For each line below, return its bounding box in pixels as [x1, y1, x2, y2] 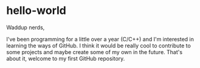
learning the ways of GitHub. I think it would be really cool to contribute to [6, 42, 191, 49]
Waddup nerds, [6, 24, 45, 31]
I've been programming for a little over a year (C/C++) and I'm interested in [6, 35, 195, 42]
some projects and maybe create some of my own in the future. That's [6, 48, 183, 55]
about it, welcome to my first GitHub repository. [6, 55, 125, 62]
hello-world [6, 4, 67, 18]
